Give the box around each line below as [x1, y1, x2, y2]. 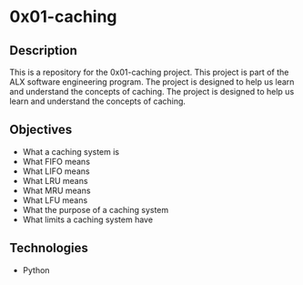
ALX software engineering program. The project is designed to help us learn [9, 76, 295, 87]
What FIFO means [22, 156, 91, 167]
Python [22, 264, 50, 275]
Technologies [9, 240, 89, 256]
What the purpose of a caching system [22, 204, 169, 215]
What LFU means [22, 194, 88, 206]
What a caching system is [22, 146, 120, 157]
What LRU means [22, 175, 88, 186]
